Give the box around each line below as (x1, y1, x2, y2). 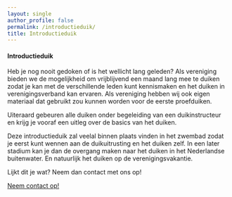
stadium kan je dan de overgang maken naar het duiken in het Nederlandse (7, 147, 225, 155)
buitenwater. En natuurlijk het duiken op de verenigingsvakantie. (7, 154, 193, 163)
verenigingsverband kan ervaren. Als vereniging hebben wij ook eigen (7, 89, 210, 99)
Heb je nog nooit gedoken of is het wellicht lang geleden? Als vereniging (7, 68, 217, 76)
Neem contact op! (7, 182, 60, 190)
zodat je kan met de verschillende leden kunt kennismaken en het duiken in (7, 82, 225, 91)
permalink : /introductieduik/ (7, 23, 96, 30)
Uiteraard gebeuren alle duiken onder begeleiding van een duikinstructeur (7, 110, 221, 120)
